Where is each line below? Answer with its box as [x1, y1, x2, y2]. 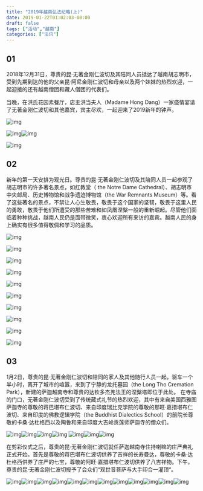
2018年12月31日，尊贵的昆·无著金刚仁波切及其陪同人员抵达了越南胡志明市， [6, 70, 195, 77]
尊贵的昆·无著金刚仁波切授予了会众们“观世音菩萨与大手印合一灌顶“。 [6, 466, 177, 473]
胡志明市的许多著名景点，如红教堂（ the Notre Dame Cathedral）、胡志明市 [6, 183, 192, 190]
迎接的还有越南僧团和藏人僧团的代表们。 [11, 85, 112, 93]
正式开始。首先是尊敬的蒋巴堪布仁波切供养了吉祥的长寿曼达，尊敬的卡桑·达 [6, 450, 193, 458]
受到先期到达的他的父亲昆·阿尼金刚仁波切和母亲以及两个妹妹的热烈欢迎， [6, 78, 188, 85]
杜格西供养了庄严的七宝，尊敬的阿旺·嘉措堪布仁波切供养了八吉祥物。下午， [6, 458, 193, 466]
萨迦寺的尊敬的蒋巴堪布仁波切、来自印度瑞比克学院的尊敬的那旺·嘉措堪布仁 [6, 403, 193, 411]
